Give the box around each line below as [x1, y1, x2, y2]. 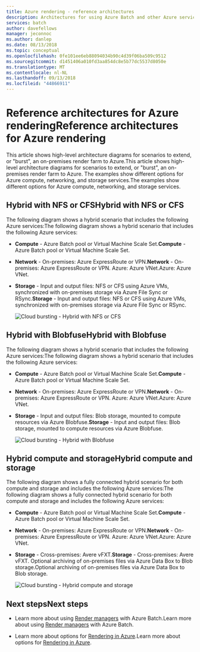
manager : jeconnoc [6, 31, 52, 37]
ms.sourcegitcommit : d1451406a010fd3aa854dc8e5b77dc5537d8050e [6, 58, 167, 64]
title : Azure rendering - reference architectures [6, 8, 135, 15]
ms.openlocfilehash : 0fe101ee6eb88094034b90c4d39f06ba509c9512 [6, 53, 167, 59]
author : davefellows [6, 25, 58, 32]
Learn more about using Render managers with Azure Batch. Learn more [14, 614, 192, 622]
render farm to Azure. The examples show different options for [30, 170, 184, 177]
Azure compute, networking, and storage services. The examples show [6, 176, 180, 183]
